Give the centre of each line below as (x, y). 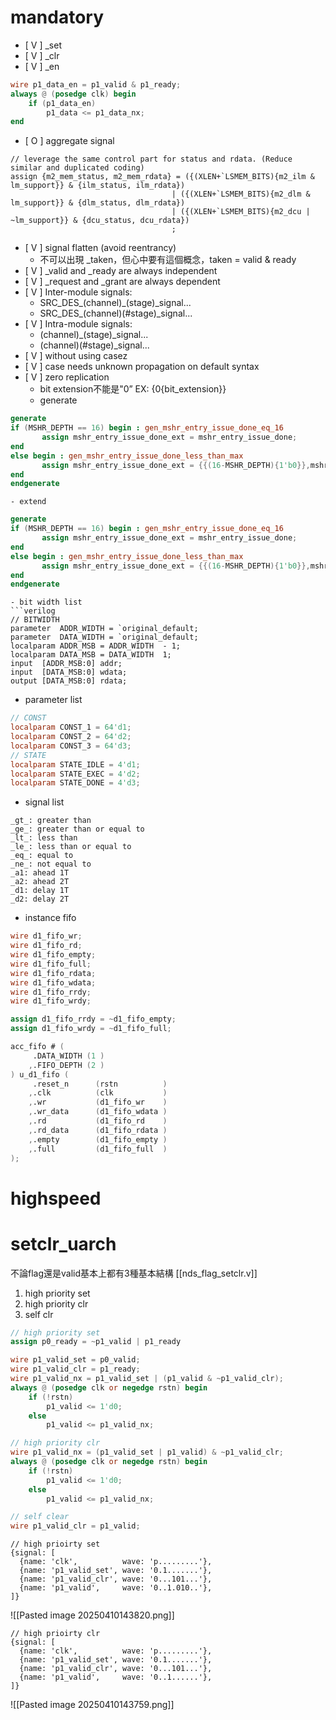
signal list (44, 802)
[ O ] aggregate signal (69, 141)
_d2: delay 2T (40, 899)
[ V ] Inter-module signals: (78, 292)
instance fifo (50, 918)
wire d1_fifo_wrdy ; (51, 1001)
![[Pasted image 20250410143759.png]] (92, 1705)
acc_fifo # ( (37, 1047)
